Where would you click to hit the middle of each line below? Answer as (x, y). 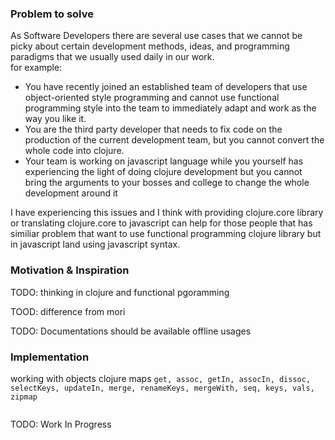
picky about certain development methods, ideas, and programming (150, 46)
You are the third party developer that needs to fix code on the (153, 129)
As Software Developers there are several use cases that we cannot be (156, 36)
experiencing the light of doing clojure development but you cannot (163, 172)
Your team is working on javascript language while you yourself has (164, 161)
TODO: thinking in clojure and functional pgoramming (120, 292)
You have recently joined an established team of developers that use (166, 87)
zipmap (24, 397)
